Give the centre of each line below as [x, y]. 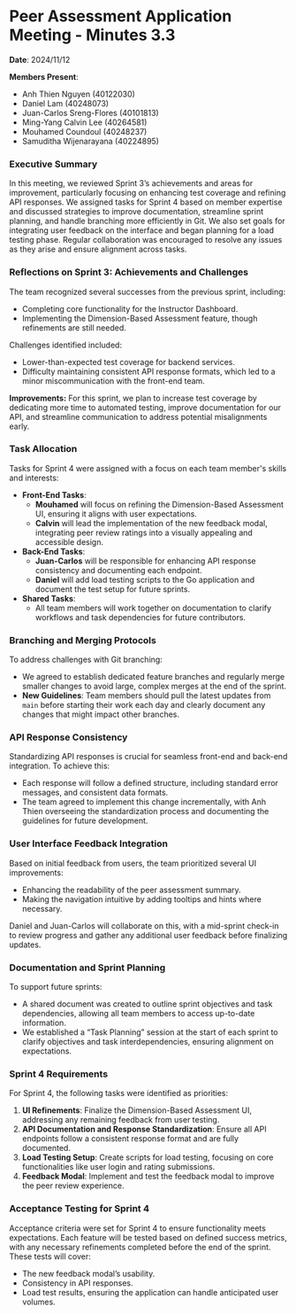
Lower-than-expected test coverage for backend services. [129, 362]
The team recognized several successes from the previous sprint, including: [148, 292]
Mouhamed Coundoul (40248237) [84, 131]
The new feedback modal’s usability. [88, 1273]
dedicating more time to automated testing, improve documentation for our [145, 407]
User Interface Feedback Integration [88, 844]
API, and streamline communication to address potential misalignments [138, 416]
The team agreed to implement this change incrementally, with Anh [144, 802]
